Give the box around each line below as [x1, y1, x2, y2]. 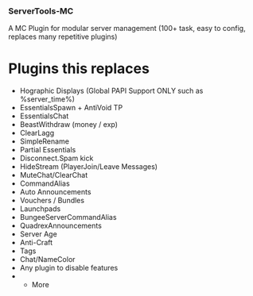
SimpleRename [19, 136, 70, 146]
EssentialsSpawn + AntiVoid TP [19, 103, 123, 113]
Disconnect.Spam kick [19, 153, 94, 163]
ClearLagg [19, 129, 55, 138]
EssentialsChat [19, 111, 69, 121]
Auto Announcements [19, 187, 91, 197]
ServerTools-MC [8, 6, 74, 17]
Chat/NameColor [19, 255, 76, 264]
